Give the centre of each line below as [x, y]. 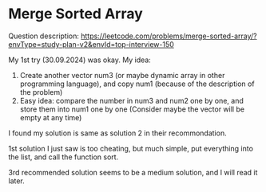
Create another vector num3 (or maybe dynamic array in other [122, 75]
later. [17, 181]
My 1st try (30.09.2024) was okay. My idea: [80, 60]
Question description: [44, 36]
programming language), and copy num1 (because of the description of [137, 84]
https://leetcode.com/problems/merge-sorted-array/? [169, 36]
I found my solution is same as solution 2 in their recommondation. [117, 133]
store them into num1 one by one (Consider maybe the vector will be [132, 109]
